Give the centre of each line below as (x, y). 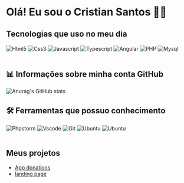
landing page (31, 174)
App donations (32, 167)
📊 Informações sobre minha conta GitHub (85, 74)
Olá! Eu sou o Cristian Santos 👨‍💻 (86, 12)
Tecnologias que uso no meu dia (67, 34)
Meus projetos (33, 153)
